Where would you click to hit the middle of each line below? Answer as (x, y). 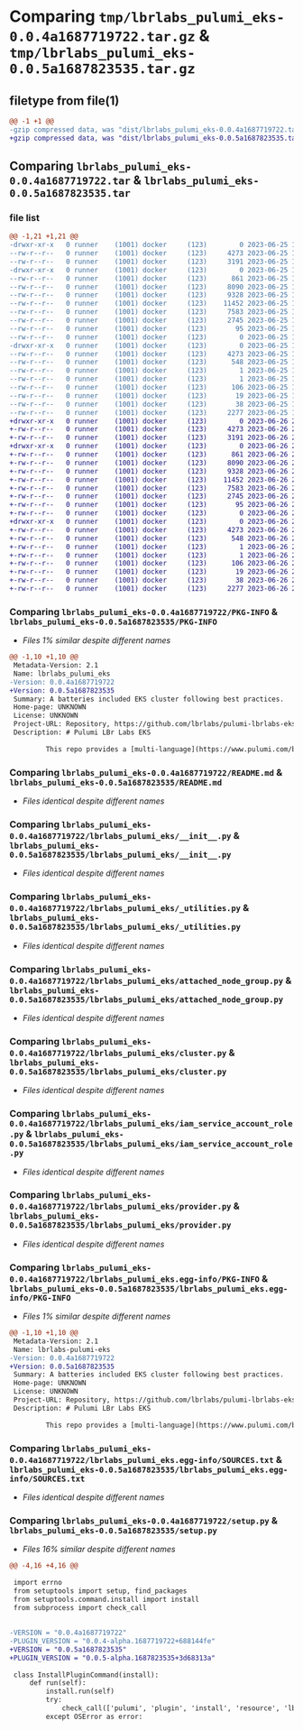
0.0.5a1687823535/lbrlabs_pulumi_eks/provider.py (120, 1225)
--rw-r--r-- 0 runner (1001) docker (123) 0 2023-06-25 (149, 337)
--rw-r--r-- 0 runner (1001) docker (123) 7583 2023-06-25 (149, 312)
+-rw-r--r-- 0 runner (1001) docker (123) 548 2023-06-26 (149, 538)
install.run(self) (80, 1692)
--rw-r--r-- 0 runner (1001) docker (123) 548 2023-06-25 (149, 363)
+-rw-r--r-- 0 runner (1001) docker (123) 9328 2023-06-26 (149, 471)
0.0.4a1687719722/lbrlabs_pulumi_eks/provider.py (120, 1207)
